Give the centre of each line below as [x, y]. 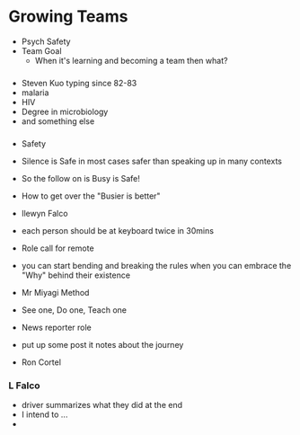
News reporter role [56, 327]
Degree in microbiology [65, 111]
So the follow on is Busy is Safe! [81, 178]
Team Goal [41, 50]
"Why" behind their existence [76, 275]
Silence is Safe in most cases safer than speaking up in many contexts [151, 161]
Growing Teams [68, 17]
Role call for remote [58, 248]
